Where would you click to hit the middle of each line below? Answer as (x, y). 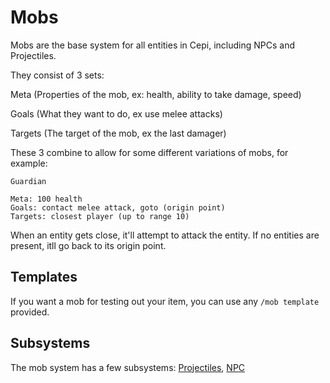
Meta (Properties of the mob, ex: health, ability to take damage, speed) (156, 94)
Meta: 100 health (46, 199)
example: (29, 163)
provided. (30, 312)
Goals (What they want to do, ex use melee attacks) (116, 113)
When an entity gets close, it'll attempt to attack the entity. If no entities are (165, 235)
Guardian (28, 181)
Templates (44, 277)
